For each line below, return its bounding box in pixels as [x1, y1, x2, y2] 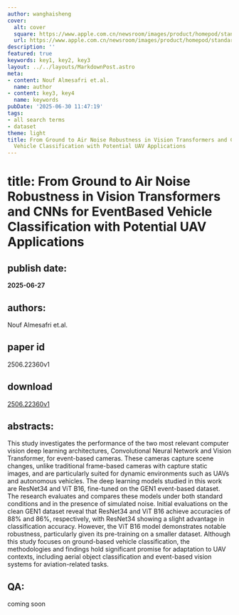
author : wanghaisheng [7, 10, 72, 18]
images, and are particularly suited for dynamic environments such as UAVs [7, 469, 230, 478]
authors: [7, 302, 46, 314]
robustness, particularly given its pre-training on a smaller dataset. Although [7, 530, 231, 538]
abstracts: [7, 420, 55, 432]
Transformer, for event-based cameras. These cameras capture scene [7, 454, 214, 463]
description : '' [7, 43, 55, 51]
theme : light [7, 130, 46, 137]
